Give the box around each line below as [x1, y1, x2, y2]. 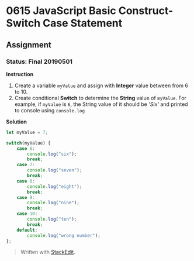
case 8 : [16, 178, 35, 184]
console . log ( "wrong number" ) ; [27, 232, 101, 238]
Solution [6, 118, 27, 125]
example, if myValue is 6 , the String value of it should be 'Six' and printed [14, 101, 188, 108]
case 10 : [16, 211, 38, 217]
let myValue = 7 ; [6, 129, 49, 135]
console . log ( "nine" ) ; [27, 200, 80, 206]
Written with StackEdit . [20, 249, 76, 256]
